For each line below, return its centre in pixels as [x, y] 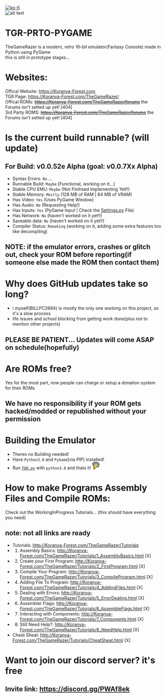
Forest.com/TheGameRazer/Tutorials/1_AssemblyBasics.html [82, 556]
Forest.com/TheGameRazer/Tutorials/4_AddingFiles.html [78, 587]
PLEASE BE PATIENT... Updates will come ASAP [80, 340]
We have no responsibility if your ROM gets [73, 403]
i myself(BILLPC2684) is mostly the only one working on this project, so [85, 308]
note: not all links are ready [48, 533]
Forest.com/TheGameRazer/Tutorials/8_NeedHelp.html [76, 629]
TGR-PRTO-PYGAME [49, 33]
